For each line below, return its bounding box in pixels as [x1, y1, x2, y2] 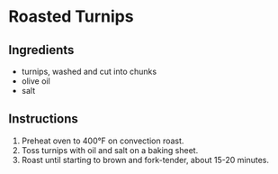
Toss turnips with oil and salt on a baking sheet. [21, 144, 199, 155]
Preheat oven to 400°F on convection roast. [21, 135, 184, 146]
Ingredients [8, 42, 75, 58]
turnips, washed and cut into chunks [21, 66, 157, 77]
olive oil [21, 76, 50, 87]
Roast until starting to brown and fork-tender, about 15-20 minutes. [21, 154, 269, 165]
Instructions [8, 111, 78, 127]
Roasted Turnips [8, 6, 134, 27]
